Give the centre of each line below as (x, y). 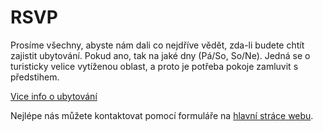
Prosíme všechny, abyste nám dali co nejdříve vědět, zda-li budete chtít (157, 45)
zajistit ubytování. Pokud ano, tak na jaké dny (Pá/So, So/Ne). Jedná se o (160, 55)
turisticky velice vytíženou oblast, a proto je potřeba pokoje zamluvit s (154, 66)
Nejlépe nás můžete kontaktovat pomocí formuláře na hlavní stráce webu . (162, 115)
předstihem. (35, 77)
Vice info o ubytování (54, 96)
